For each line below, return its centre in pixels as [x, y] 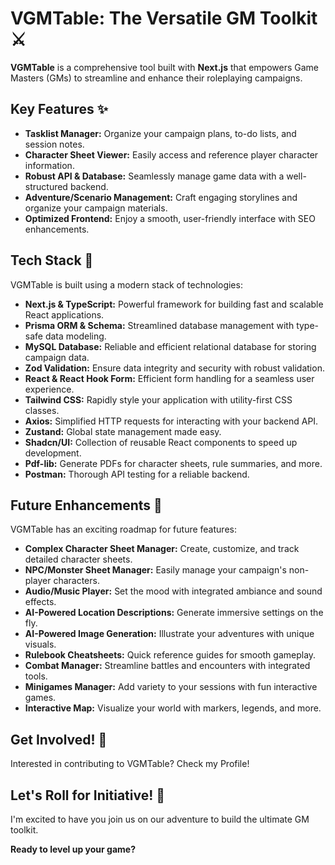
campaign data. [57, 357]
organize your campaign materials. [96, 208]
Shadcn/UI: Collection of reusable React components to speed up [161, 442]
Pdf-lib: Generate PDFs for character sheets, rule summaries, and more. [173, 463]
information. [49, 165]
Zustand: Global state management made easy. [123, 431]
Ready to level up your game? [73, 849]
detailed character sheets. [78, 559]
